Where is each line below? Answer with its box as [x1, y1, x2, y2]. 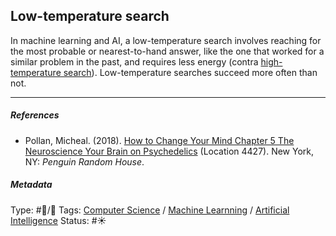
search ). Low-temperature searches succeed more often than [63, 66, 318, 78]
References [10, 109, 60, 121]
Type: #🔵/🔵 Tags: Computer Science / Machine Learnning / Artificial [10, 204, 290, 216]
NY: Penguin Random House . [24, 155, 145, 168]
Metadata [10, 179, 53, 191]
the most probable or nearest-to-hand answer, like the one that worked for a [10, 45, 325, 57]
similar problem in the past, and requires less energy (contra [10, 55, 259, 68]
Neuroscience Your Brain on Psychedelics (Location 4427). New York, [24, 145, 315, 157]
